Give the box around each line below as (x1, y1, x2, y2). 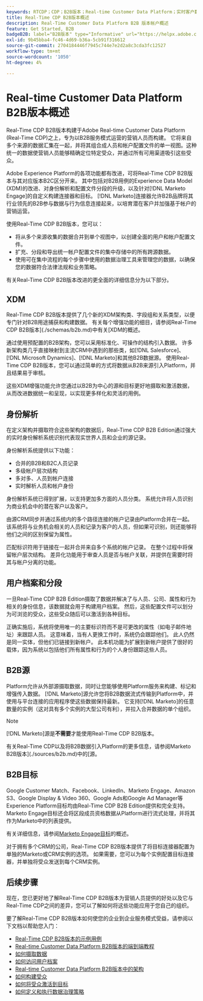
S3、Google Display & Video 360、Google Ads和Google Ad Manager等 (6, 794, 183, 801)
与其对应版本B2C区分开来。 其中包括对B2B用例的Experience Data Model (11, 177, 193, 184)
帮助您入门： (27, 922, 59, 930)
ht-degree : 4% (6, 59, 42, 65)
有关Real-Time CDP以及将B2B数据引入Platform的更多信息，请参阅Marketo (6, 742, 192, 750)
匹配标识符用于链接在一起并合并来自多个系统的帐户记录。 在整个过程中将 (6, 544, 188, 551)
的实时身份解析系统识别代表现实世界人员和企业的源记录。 (6, 434, 149, 442)
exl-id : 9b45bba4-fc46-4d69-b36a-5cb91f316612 (6, 37, 126, 43)
